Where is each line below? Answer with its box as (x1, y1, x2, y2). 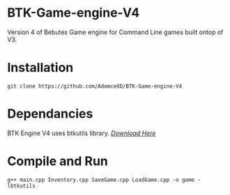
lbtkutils (7, 182, 36, 189)
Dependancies (7, 106, 93, 122)
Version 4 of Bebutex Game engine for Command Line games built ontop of (7, 28, 224, 36)
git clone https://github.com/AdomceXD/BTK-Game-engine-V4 (7, 82, 183, 90)
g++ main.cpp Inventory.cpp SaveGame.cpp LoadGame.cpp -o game (7, 176, 195, 183)
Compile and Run (7, 153, 108, 169)
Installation (7, 60, 74, 76)
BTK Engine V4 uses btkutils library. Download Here (7, 129, 156, 137)
